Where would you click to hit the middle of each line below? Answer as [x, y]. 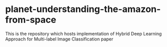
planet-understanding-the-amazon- [83, 9]
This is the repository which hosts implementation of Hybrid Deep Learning [83, 33]
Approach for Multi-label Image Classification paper [59, 39]
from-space [31, 20]
